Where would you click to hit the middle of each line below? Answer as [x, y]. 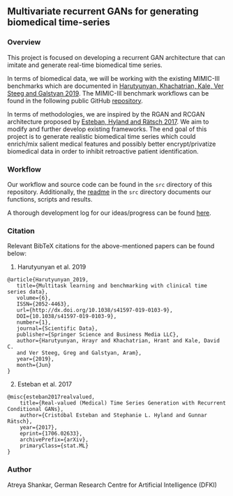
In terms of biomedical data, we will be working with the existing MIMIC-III [114, 78]
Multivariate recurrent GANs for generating [103, 12]
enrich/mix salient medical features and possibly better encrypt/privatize [112, 144]
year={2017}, [39, 428]
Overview [24, 43]
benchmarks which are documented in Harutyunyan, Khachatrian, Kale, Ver [116, 86]
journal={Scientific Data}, [57, 329]
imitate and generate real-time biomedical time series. [85, 65]
